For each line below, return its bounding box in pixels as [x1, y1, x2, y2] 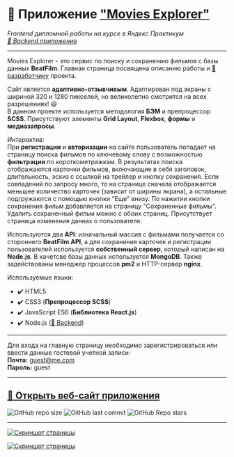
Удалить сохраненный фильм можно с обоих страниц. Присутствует [7, 209, 212, 218]
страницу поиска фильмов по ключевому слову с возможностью [7, 150, 203, 159]
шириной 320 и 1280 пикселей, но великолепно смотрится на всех [7, 92, 207, 100]
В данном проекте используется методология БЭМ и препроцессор [7, 107, 211, 115]
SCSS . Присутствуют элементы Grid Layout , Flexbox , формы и [7, 114, 196, 122]
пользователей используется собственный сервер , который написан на [7, 245, 225, 253]
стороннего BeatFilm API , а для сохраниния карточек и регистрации [7, 237, 212, 246]
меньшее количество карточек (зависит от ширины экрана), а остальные [7, 187, 227, 195]
